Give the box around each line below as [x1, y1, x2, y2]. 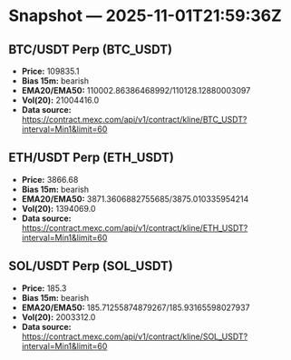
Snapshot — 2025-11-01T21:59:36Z [8, 5, 282, 26]
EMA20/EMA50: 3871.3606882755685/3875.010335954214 [21, 193, 249, 205]
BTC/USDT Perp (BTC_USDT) [8, 42, 173, 57]
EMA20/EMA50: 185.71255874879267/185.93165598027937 [21, 302, 250, 313]
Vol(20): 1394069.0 [21, 203, 96, 214]
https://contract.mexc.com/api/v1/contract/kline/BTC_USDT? [21, 115, 247, 125]
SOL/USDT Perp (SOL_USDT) [8, 258, 173, 274]
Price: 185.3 [21, 283, 67, 294]
